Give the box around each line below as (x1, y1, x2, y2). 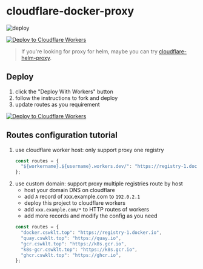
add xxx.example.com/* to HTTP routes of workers (24, 206, 150, 213)
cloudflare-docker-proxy (6, 4, 135, 18)
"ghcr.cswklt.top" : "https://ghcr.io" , (21, 252, 122, 258)
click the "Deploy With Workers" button (15, 88, 113, 95)
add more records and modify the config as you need (24, 212, 158, 219)
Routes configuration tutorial (6, 130, 118, 141)
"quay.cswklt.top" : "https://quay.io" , (21, 235, 122, 241)
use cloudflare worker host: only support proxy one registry (15, 146, 164, 153)
